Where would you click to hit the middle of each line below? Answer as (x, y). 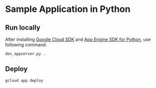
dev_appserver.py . (25, 54)
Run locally (23, 28)
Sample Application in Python (68, 9)
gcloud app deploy (24, 81)
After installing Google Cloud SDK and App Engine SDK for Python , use (78, 39)
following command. (26, 45)
